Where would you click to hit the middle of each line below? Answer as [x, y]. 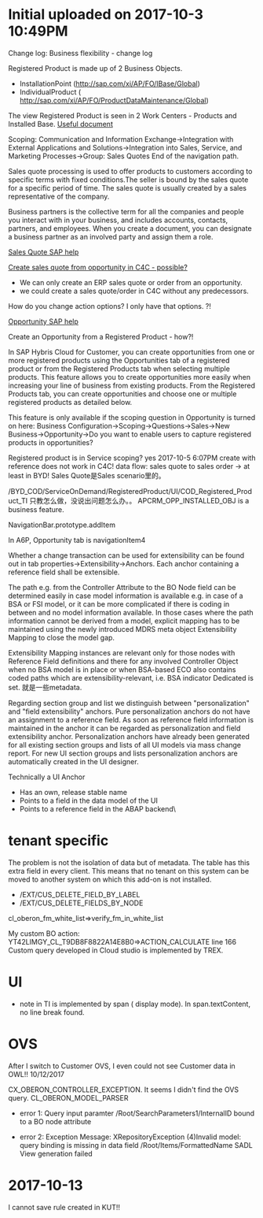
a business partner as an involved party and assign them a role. [111, 236]
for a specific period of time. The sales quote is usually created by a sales [128, 188]
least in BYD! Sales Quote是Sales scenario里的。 [87, 475]
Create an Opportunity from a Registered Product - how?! [101, 336]
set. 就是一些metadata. [45, 687]
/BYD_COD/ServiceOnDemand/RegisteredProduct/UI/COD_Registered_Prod [130, 491]
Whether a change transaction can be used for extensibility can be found [126, 555]
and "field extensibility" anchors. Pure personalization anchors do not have [129, 711]
